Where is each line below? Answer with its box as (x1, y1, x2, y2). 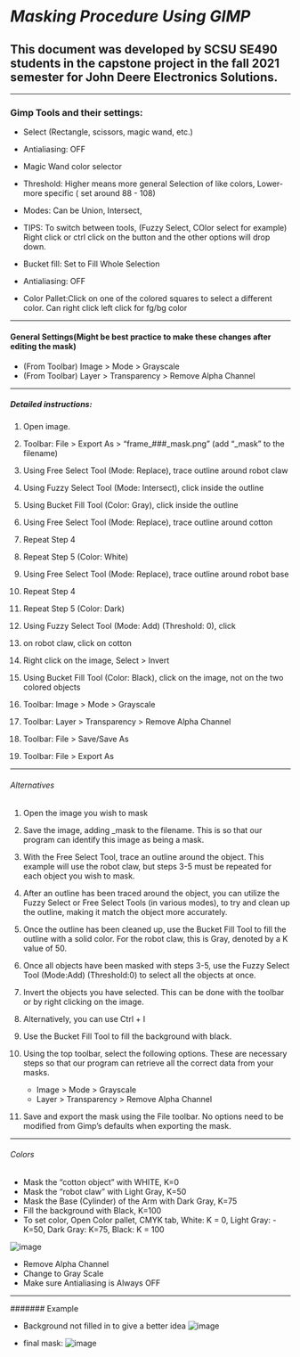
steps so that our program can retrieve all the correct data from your (22, 1058, 274, 1068)
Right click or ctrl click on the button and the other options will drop (22, 232, 271, 242)
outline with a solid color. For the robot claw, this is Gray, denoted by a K (22, 933, 288, 944)
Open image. (22, 421, 70, 432)
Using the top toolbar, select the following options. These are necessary (22, 1048, 288, 1059)
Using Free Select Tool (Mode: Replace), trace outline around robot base (22, 568, 289, 580)
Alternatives (10, 780, 55, 790)
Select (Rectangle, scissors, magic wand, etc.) (22, 127, 194, 137)
